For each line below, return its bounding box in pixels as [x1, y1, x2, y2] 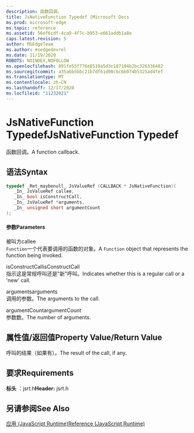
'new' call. [6, 276, 31, 283]
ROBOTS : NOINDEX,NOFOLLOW [6, 57, 69, 63]
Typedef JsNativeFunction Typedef [6, 128, 179, 141]
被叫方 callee [6, 238, 36, 245]
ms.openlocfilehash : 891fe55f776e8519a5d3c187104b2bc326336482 [6, 63, 164, 69]
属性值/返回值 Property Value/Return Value [6, 333, 162, 343]
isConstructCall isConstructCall [6, 263, 80, 270]
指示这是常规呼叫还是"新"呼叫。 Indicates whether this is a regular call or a [6, 270, 185, 277]
